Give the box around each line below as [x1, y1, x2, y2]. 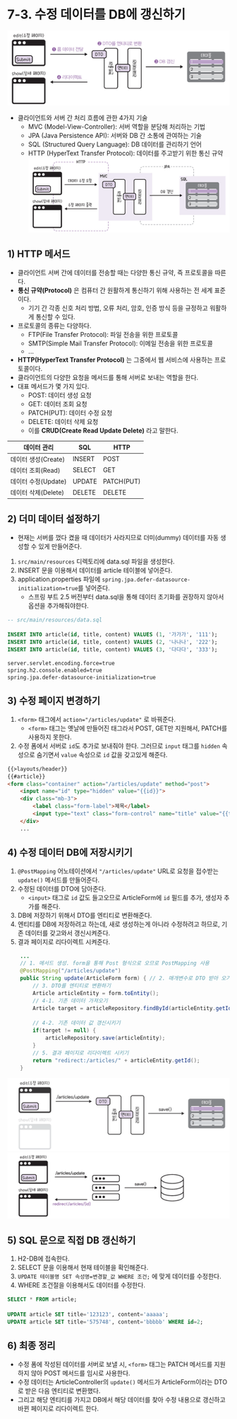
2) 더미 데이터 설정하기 [7, 513, 100, 525]
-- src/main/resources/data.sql [7, 616, 102, 624]
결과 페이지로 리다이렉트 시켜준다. [17, 937, 111, 946]
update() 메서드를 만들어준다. [17, 875, 100, 884]
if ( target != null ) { [32, 1027, 97, 1034]
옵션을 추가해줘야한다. [28, 601, 90, 609]
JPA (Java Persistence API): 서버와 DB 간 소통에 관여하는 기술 [28, 131, 202, 139]
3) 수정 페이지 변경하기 [7, 695, 101, 707]
